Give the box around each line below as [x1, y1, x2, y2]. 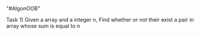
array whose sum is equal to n [6, 23, 81, 29]
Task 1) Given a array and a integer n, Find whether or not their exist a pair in [6, 16, 194, 23]
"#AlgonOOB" [6, 5, 41, 12]
